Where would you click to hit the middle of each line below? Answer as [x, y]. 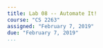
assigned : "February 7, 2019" [51, 26]
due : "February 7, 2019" [43, 33]
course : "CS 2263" [34, 20]
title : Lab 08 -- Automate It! [52, 13]
